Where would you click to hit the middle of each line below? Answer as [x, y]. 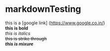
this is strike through [26, 39]
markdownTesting [43, 9]
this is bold [17, 28]
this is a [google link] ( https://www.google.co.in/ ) [55, 23]
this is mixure [19, 44]
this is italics [18, 33]
